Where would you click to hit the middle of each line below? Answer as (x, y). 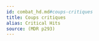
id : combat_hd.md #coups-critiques (50, 12)
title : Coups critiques (36, 17)
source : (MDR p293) (31, 29)
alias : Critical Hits (34, 23)
